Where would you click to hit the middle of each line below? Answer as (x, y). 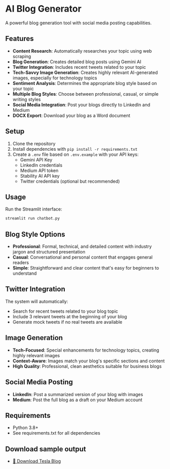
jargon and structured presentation (49, 252)
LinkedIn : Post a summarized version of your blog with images (78, 394)
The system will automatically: (37, 301)
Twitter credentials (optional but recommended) (70, 181)
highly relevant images (36, 355)
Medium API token (39, 170)
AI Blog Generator (44, 9)
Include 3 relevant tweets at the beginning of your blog (70, 316)
